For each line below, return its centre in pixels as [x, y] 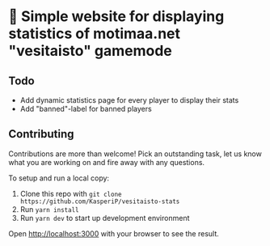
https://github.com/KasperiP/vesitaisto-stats [100, 201]
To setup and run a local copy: [59, 178]
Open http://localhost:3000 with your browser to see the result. [114, 233]
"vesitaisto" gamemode [90, 51]
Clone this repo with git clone [71, 193]
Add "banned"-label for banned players [86, 109]
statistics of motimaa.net [94, 34]
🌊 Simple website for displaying [116, 17]
